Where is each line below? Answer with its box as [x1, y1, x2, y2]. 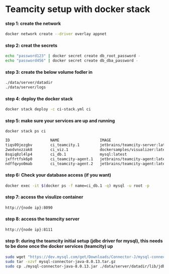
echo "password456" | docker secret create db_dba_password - [5, 58, 138, 63]
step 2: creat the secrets [5, 42, 58, 48]
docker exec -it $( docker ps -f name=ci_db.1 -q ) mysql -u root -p [5, 183, 150, 188]
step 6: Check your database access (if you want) [5, 172, 112, 178]
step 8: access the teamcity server [5, 216, 79, 222]
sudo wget [5, 254, 26, 259]
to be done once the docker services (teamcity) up [5, 243, 113, 249]
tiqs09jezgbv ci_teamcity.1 [5, 143, 80, 148]
